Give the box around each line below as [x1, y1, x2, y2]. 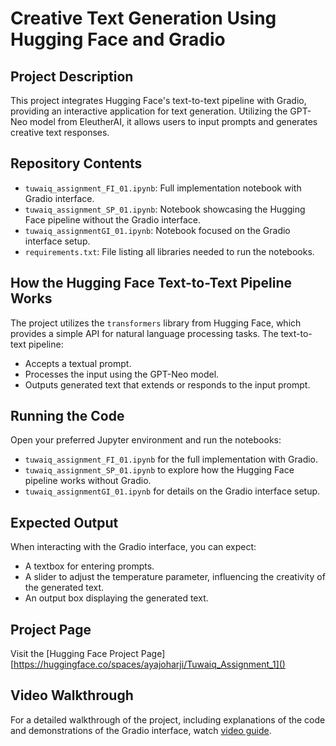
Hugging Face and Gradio [10, 28, 226, 51]
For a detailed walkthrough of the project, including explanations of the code [10, 713, 326, 726]
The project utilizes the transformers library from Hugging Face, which [10, 317, 302, 329]
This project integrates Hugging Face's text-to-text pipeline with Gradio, [10, 95, 307, 106]
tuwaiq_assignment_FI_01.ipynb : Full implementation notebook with [24, 182, 302, 194]
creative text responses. [10, 127, 110, 138]
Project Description [10, 68, 134, 85]
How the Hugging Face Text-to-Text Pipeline [10, 275, 293, 292]
